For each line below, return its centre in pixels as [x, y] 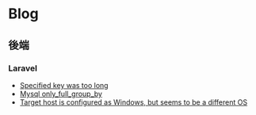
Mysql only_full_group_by [61, 94]
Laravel [23, 68]
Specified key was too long [64, 85]
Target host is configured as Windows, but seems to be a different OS [134, 102]
